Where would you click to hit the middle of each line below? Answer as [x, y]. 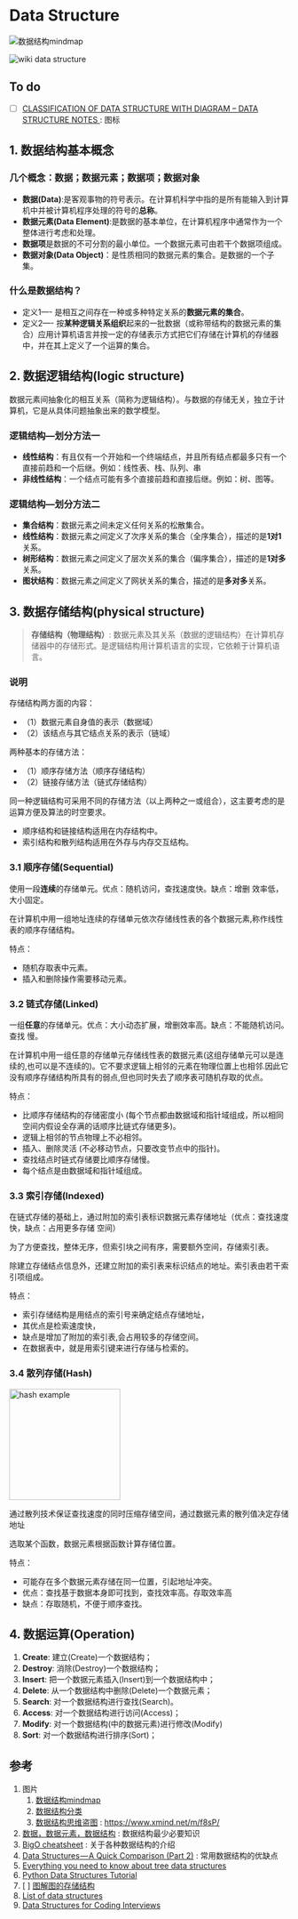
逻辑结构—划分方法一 [55, 435]
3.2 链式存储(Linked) [54, 1004]
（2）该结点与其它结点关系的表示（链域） [98, 733]
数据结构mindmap [68, 1800]
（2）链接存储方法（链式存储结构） [87, 782]
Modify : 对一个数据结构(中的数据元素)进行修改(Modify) [122, 1724]
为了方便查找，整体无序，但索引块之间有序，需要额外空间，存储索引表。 [141, 1247]
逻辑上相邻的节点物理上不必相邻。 [84, 1137]
